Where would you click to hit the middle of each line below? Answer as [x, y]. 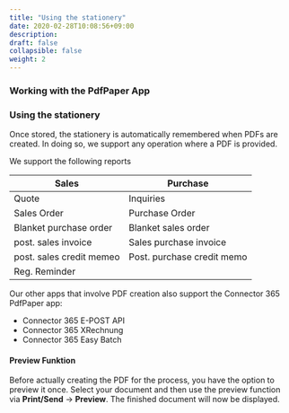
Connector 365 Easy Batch [72, 340]
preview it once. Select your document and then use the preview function [145, 390]
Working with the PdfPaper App [80, 91]
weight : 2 [28, 59]
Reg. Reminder [45, 272]
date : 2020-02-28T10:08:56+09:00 [72, 26]
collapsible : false [46, 51]
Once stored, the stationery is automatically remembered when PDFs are [144, 135]
